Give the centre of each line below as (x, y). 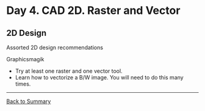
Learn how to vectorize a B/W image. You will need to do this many (99, 77)
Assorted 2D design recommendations (55, 47)
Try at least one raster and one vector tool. (69, 71)
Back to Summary (29, 101)
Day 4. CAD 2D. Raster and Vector (93, 11)
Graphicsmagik (25, 59)
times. (23, 84)
